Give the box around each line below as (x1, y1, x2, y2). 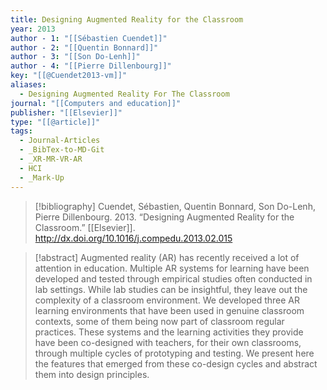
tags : (10, 126, 33, 136)
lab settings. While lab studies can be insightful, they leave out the (34, 283, 308, 295)
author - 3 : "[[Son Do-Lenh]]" (10, 52, 141, 62)
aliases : (10, 80, 47, 90)
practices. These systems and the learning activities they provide (34, 326, 304, 338)
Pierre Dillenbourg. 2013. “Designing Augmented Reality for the (34, 211, 295, 223)
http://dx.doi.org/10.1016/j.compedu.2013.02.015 (34, 232, 233, 244)
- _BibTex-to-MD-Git (19, 145, 105, 155)
